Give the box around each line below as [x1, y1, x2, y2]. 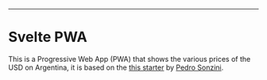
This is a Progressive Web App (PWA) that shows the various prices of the [8, 54, 251, 63]
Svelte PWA [8, 29, 87, 46]
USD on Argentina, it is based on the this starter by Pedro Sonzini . [8, 63, 224, 72]
